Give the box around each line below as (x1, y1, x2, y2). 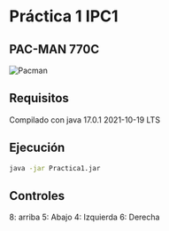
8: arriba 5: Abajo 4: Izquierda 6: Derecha (9, 211, 160, 223)
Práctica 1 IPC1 (9, 6, 119, 27)
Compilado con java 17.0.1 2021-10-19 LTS (9, 114, 161, 125)
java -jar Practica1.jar (9, 163, 101, 172)
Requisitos (9, 91, 69, 106)
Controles (9, 188, 65, 203)
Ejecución (9, 140, 65, 155)
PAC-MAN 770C (9, 42, 100, 57)
